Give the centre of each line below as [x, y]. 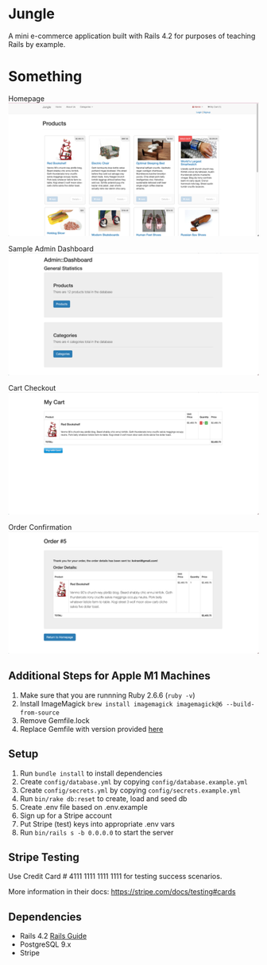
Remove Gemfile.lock [54, 720]
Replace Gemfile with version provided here [91, 729]
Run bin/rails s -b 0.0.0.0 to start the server [97, 832]
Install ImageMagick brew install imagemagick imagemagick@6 [121, 703]
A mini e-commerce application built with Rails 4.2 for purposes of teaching [132, 36]
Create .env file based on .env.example [84, 807]
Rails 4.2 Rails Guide [53, 936]
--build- [240, 704]
